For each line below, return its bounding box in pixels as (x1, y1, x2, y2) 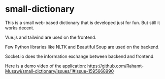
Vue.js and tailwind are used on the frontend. (5, 34, 97, 40)
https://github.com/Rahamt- (87, 63, 144, 69)
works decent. (5, 25, 34, 30)
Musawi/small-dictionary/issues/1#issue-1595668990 (5, 68, 114, 74)
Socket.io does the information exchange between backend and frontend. (5, 53, 155, 59)
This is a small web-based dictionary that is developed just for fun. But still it (5, 20, 160, 26)
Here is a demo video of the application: (5, 63, 86, 69)
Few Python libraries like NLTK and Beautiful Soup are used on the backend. (5, 44, 160, 50)
